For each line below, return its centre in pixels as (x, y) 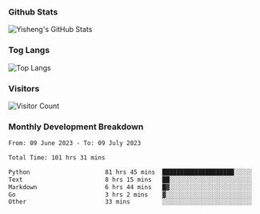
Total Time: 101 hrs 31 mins (57, 158)
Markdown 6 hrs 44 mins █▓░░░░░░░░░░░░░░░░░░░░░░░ (130, 187)
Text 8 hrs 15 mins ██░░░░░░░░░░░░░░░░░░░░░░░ (130, 180)
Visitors (24, 88)
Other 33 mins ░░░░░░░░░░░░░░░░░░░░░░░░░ (130, 202)
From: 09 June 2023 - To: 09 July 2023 (75, 143)
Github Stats (33, 12)
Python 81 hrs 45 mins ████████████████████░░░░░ (130, 172)
